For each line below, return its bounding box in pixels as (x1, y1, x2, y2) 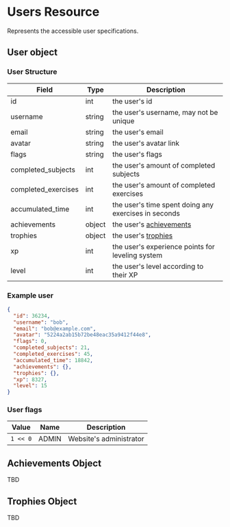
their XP (112, 270, 138, 279)
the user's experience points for (112, 242, 216, 251)
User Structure (7, 67, 57, 77)
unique (112, 116, 135, 125)
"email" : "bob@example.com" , (13, 325, 97, 332)
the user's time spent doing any (112, 200, 214, 209)
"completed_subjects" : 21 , (13, 344, 90, 351)
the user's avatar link (112, 138, 180, 148)
